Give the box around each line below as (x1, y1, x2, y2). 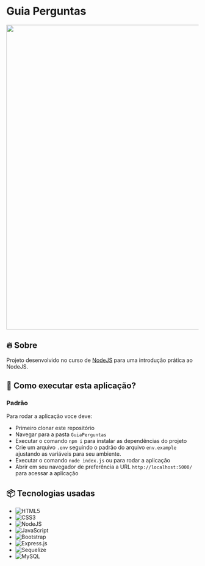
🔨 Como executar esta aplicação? (6, 381, 136, 391)
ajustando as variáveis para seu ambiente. (15, 450, 121, 458)
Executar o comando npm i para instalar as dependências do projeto (15, 437, 187, 445)
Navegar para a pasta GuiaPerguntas (15, 431, 107, 438)
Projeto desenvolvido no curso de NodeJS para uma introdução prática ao (6, 356, 193, 364)
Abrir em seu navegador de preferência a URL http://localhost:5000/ (15, 463, 193, 470)
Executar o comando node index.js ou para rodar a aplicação (15, 457, 171, 464)
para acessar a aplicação (15, 470, 79, 477)
